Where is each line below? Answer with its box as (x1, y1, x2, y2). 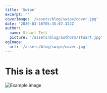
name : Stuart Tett (9, 30, 48, 35)
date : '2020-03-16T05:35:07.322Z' (5, 21, 77, 26)
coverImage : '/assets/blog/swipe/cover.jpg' (5, 16, 99, 21)
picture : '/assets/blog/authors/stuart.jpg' (9, 35, 103, 40)
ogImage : (5, 40, 23, 45)
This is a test (5, 66, 58, 77)
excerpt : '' (5, 12, 30, 17)
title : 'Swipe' (5, 7, 37, 12)
